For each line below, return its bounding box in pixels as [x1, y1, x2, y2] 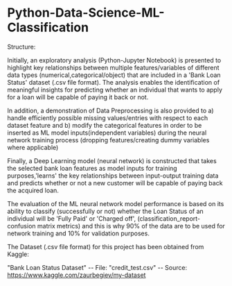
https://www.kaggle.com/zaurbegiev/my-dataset [7, 271, 146, 279]
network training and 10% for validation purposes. [7, 229, 150, 237]
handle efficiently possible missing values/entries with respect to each [7, 113, 208, 122]
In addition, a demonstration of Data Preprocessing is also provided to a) [7, 106, 214, 115]
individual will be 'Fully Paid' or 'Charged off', [7, 214, 136, 223]
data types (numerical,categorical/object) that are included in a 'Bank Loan [7, 71, 221, 79]
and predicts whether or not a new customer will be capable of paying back [7, 178, 223, 187]
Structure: [7, 42, 36, 51]
